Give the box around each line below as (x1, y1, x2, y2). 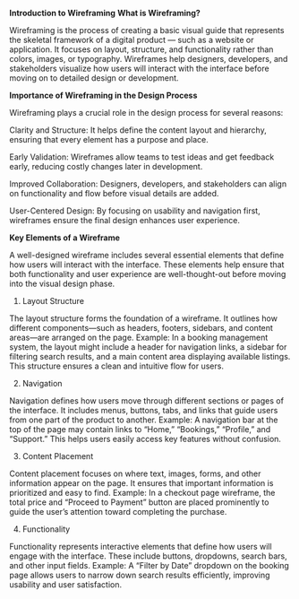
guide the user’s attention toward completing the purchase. (9, 507, 227, 517)
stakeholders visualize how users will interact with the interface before (9, 63, 270, 74)
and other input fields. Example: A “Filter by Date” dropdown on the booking (9, 560, 289, 570)
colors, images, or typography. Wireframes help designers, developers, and (9, 54, 288, 64)
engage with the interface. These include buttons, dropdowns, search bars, (9, 551, 288, 561)
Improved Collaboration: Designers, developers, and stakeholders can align (9, 178, 287, 189)
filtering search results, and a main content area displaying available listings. (9, 352, 291, 361)
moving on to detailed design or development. (9, 73, 179, 83)
